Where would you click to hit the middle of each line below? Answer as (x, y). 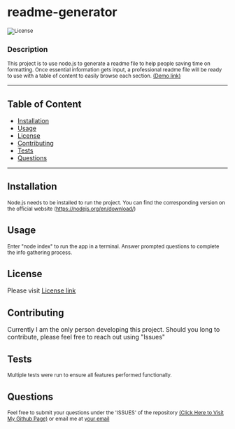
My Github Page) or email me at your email (58, 419)
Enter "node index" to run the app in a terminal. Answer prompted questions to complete (113, 246)
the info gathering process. (40, 253)
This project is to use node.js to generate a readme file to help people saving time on (109, 64)
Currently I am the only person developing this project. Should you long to (114, 330)
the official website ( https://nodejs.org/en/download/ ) (72, 209)
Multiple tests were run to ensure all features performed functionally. (90, 375)
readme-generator (62, 12)
